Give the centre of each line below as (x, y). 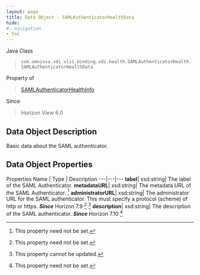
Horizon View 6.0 (42, 113)
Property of (20, 78)
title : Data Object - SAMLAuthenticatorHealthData (70, 17)
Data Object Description (51, 132)
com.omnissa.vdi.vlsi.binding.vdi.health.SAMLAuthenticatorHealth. (106, 62)
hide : (13, 23)
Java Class (20, 51)
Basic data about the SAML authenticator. (57, 146)
